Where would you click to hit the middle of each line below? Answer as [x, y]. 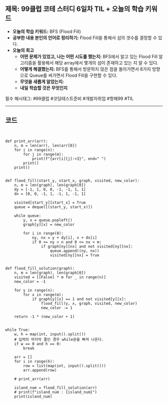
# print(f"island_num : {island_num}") [56, 392]
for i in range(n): [34, 150]
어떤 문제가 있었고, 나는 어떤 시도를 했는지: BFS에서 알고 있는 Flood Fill [89, 56]
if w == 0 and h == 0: [38, 344]
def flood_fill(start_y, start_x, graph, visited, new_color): [72, 180]
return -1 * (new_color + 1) [44, 317]
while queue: [28, 216]
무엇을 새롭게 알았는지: [42, 81]
